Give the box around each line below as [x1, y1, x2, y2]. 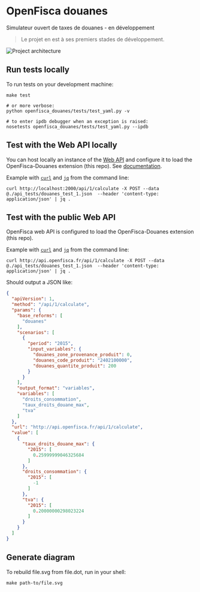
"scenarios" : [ [17, 329, 55, 335]
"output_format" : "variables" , [17, 385, 95, 391]
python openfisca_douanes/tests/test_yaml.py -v [6, 108, 130, 114]
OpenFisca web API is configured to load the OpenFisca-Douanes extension [6, 228, 195, 235]
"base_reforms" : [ [17, 312, 63, 318]
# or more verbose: [6, 103, 55, 109]
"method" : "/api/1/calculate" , [11, 302, 90, 308]
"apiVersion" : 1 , [11, 296, 55, 302]
